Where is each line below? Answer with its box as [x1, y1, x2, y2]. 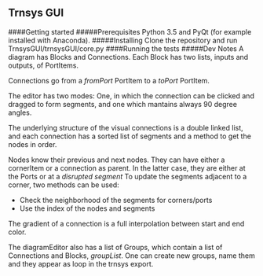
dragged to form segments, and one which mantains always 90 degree [8, 99, 238, 109]
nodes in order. [8, 139, 57, 149]
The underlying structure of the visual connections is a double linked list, [8, 123, 243, 132]
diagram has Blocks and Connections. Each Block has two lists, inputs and [8, 52, 249, 61]
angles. [8, 108, 32, 117]
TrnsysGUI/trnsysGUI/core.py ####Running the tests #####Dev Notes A [8, 43, 244, 53]
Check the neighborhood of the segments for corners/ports [19, 195, 213, 204]
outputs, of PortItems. [8, 61, 79, 70]
